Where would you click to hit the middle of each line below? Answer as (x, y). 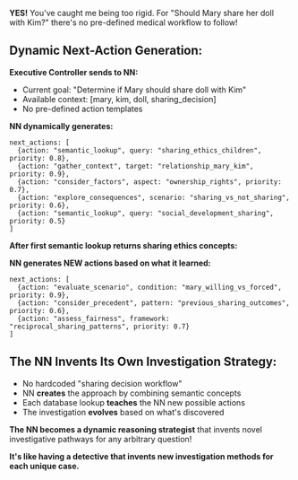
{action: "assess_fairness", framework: (94, 319)
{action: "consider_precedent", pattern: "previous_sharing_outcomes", (154, 303)
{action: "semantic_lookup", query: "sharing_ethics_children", (140, 150)
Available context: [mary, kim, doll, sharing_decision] (119, 99)
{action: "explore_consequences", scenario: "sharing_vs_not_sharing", (154, 197)
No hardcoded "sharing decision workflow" (102, 383)
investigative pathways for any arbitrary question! (101, 439)
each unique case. (44, 466)
